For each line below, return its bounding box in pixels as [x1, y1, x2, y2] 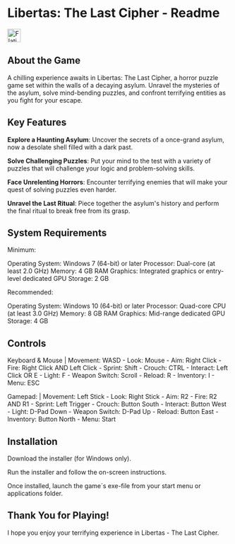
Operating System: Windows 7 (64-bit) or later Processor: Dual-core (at [7, 260, 215, 268]
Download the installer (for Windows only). [7, 454, 132, 463]
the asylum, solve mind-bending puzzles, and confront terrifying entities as [7, 88, 226, 97]
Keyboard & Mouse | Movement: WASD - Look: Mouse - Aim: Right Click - [7, 356, 222, 365]
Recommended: [7, 288, 54, 296]
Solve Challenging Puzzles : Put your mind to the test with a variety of [7, 156, 211, 165]
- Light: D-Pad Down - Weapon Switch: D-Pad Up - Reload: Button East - [7, 407, 219, 416]
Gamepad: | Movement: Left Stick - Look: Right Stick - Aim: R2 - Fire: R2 [7, 393, 217, 401]
